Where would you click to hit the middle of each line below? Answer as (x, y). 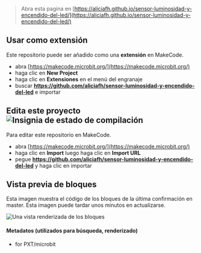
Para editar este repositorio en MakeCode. (59, 135)
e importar (48, 92)
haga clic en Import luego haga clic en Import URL (78, 153)
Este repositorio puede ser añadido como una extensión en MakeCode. (95, 55)
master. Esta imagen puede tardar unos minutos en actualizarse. (86, 205)
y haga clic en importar (63, 165)
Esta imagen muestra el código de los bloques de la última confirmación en (99, 199)
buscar (24, 85)
